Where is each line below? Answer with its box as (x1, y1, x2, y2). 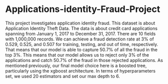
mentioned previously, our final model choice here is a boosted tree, (5, 62, 147, 68)
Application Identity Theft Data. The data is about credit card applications (5, 25, 158, 31)
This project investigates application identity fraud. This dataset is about (5, 20, 155, 26)
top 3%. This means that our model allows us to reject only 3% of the (5, 51, 149, 58)
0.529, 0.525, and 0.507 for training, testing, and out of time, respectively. (5, 41, 158, 47)
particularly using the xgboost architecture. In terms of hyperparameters (5, 67, 156, 73)
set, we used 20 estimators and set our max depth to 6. (5, 73, 120, 79)
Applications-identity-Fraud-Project (5, 3, 160, 15)
